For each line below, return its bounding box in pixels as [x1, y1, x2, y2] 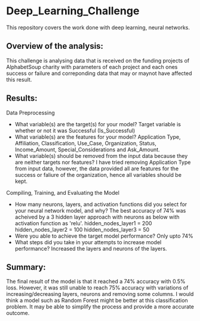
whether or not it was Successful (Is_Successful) [14, 127, 136, 134]
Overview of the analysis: [6, 41, 103, 51]
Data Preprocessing [6, 109, 55, 116]
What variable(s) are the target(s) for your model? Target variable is [14, 120, 181, 127]
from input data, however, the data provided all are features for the [14, 165, 179, 172]
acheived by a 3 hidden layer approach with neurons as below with [14, 213, 180, 220]
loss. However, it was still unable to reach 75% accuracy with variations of [6, 284, 189, 291]
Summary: [6, 262, 46, 272]
